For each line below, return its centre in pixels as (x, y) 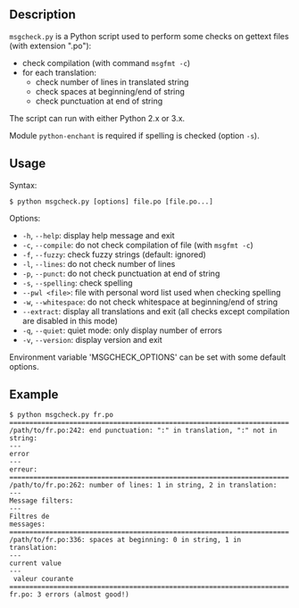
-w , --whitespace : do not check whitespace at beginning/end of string (150, 302)
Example (34, 395)
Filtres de (29, 517)
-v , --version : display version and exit (92, 339)
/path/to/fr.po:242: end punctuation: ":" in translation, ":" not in (143, 431)
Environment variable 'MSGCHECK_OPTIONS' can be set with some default (148, 357)
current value (36, 563)
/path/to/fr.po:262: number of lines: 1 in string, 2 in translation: (143, 486)
